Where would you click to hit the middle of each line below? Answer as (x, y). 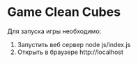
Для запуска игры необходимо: (54, 31)
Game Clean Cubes (64, 12)
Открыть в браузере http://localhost (70, 52)
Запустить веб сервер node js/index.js (74, 44)
